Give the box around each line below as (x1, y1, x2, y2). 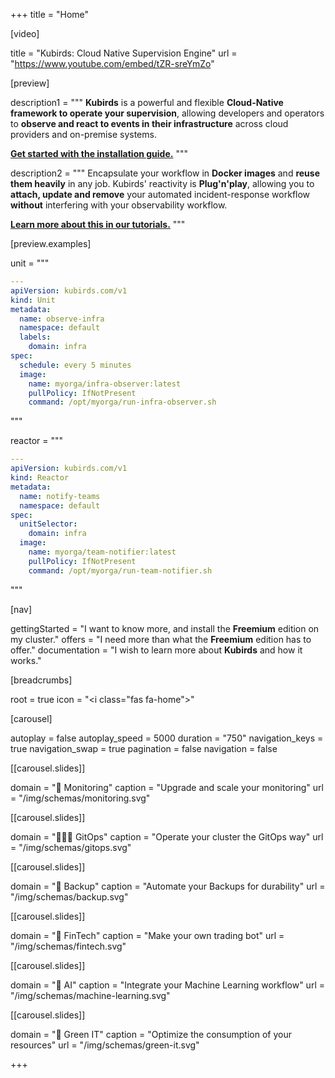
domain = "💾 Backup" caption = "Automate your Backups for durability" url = (10, 880, 326, 892)
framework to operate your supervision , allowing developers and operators (10, 107, 325, 119)
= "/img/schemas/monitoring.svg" (10, 792, 151, 804)
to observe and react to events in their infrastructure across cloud (10, 118, 289, 129)
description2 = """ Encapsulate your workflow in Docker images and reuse (10, 167, 321, 179)
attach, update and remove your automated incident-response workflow (10, 189, 311, 200)
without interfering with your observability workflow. (10, 199, 228, 211)
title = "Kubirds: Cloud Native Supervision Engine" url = (10, 47, 238, 59)
